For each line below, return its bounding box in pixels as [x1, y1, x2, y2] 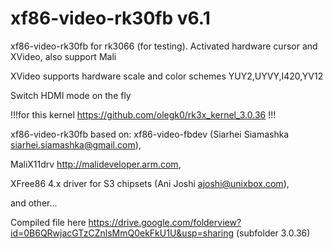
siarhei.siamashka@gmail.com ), [10, 138, 142, 151]
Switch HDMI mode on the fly [10, 89, 132, 101]
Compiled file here [10, 216, 87, 228]
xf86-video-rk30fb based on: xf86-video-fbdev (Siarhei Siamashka [10, 128, 290, 140]
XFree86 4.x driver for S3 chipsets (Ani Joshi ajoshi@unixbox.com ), [10, 177, 290, 189]
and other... [10, 197, 58, 209]
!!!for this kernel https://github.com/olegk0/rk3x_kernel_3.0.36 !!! [10, 108, 277, 121]
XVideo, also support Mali [10, 50, 117, 62]
